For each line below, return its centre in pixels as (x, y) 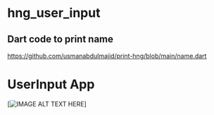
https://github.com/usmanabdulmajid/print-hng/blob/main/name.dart (107, 56)
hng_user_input (54, 13)
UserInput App (51, 84)
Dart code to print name (61, 39)
